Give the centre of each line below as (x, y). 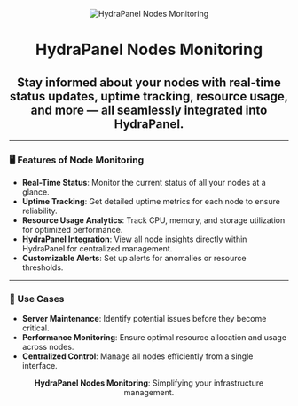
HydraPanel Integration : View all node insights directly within (134, 239)
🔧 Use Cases (37, 299)
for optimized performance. (72, 230)
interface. (39, 365)
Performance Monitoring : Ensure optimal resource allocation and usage (154, 337)
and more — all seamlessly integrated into (149, 110)
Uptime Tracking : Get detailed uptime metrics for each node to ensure (151, 202)
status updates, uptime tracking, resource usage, (149, 96)
